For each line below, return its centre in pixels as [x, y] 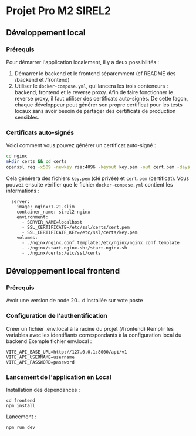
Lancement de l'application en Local [59, 377]
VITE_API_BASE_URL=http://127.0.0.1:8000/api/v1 [67, 352]
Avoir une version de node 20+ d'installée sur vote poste [75, 301]
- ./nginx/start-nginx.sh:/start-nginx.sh [74, 248]
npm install [21, 406]
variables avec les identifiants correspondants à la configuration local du [94, 335]
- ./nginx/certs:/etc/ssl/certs [61, 253]
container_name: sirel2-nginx [54, 212]
